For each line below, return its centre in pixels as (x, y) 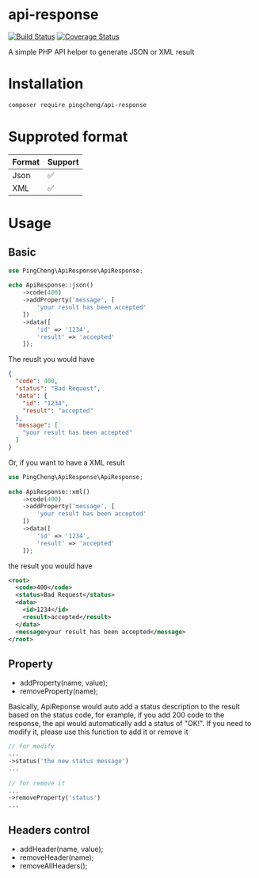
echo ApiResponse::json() (51, 285)
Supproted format (68, 137)
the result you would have (50, 566)
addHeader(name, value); (61, 849)
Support (63, 162)
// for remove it (37, 783)
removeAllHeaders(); (53, 865)
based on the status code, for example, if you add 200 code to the (116, 715)
